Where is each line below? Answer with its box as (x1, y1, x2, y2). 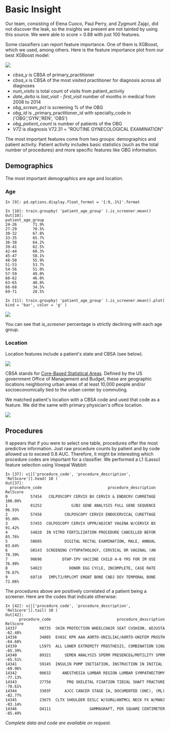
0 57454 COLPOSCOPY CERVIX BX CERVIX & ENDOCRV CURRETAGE (5, 494, 156, 499)
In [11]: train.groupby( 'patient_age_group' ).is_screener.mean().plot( (5, 298, 165, 303)
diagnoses (12, 82, 35, 88)
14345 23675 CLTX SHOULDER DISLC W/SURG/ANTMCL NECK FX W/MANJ (5, 697, 165, 703)
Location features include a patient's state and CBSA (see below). (5, 351, 144, 357)
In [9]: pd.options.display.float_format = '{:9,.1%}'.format (5, 200, 140, 205)
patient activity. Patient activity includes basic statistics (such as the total (5, 141, 159, 147)
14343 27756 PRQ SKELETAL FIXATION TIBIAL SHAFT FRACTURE (5, 679, 165, 685)
